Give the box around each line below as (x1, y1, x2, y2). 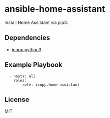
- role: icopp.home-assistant (17, 82, 80, 87)
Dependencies (4, 34, 50, 42)
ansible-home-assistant (4, 3, 106, 15)
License (4, 95, 29, 103)
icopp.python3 (11, 46, 42, 52)
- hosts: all (9, 74, 36, 79)
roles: (13, 78, 27, 83)
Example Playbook (4, 61, 62, 69)
